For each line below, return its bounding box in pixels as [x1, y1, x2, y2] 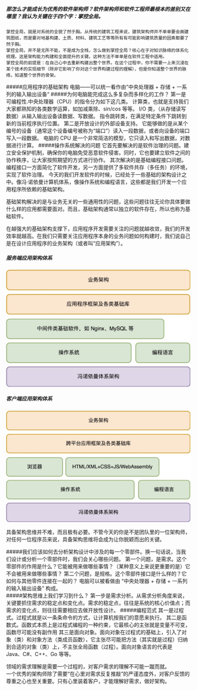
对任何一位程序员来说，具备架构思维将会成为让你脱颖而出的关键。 [6, 536, 165, 543]
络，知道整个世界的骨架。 [6, 72, 58, 78]
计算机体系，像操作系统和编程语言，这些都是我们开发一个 [43, 178, 182, 185]
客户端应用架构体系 [6, 395, 53, 402]
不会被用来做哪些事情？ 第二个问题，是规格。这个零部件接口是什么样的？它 [6, 570, 187, 577]
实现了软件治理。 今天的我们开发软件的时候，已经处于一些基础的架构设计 [6, 171, 182, 178]
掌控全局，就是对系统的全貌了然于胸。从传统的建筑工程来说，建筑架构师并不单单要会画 [6, 29, 185, 34]
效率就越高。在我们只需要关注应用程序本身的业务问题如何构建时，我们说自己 [6, 232, 191, 239]
